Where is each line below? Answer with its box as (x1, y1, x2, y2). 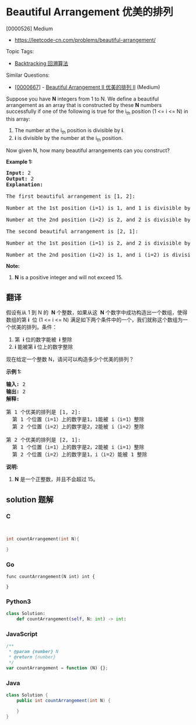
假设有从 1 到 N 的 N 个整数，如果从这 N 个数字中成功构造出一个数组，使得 (6, 309, 188, 316)
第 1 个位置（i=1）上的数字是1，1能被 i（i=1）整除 (12, 416, 145, 423)
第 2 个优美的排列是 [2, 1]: (6, 437, 81, 444)
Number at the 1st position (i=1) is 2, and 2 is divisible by (6, 240, 191, 246)
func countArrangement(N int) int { (6, 573, 95, 579)
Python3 (6, 597, 31, 606)
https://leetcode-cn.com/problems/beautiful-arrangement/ (14, 36, 156, 43)
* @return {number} (8, 654, 57, 660)
